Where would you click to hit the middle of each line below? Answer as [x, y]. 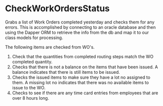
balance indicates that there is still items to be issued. [66, 72]
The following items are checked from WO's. [50, 47]
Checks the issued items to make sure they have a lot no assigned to [81, 77]
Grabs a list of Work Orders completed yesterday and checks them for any [80, 22]
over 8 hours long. [31, 98]
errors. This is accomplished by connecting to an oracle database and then [81, 27]
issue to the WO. [29, 87]
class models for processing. [34, 38]
